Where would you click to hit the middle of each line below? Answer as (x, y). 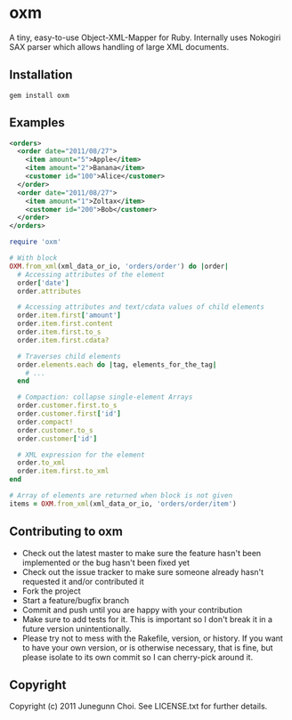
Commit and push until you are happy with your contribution (132, 610)
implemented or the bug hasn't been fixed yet (105, 562)
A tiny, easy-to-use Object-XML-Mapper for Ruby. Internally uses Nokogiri (145, 37)
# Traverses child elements (69, 356)
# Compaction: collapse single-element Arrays (105, 397)
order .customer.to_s (55, 430)
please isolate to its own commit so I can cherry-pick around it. (138, 657)
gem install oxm (39, 95)
